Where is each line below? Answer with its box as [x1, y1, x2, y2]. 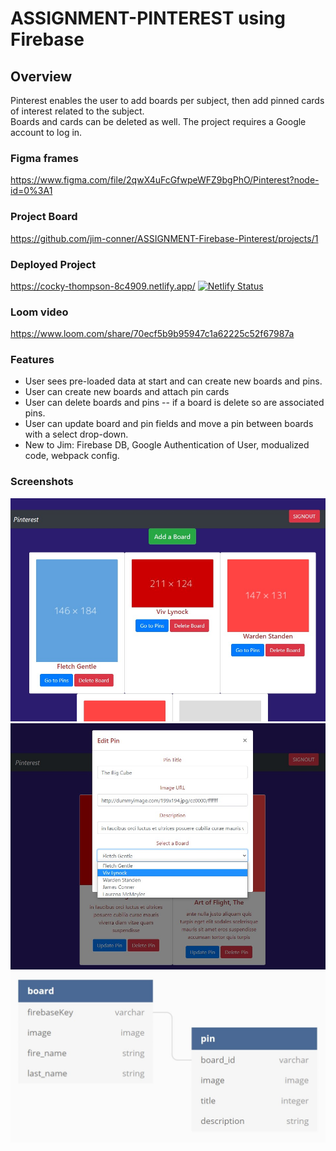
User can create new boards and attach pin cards [24, 386, 230, 398]
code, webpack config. [24, 450, 120, 462]
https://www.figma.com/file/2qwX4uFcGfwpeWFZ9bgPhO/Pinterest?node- [10, 174, 320, 186]
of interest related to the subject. [10, 105, 145, 117]
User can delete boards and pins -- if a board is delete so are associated [24, 397, 325, 409]
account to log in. [10, 127, 83, 138]
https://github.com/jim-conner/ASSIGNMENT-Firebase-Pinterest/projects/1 [10, 232, 319, 244]
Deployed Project [10, 257, 97, 271]
